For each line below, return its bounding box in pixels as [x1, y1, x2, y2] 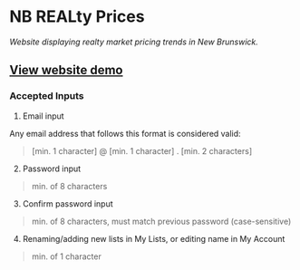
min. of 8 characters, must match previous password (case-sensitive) [31, 216, 292, 227]
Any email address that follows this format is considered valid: [9, 128, 242, 139]
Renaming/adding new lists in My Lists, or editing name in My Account [22, 233, 285, 244]
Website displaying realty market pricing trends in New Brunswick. [9, 36, 258, 47]
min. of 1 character [31, 251, 102, 262]
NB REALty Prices [9, 6, 145, 27]
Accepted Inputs [9, 90, 84, 102]
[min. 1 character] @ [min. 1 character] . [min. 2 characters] [31, 145, 252, 156]
